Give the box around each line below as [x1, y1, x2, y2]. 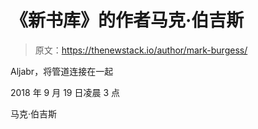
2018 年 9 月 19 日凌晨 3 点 [10, 86, 120, 98]
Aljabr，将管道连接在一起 [10, 65, 114, 77]
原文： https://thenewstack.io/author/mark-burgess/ [34, 44, 248, 56]
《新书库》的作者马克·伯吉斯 [10, 9, 245, 32]
